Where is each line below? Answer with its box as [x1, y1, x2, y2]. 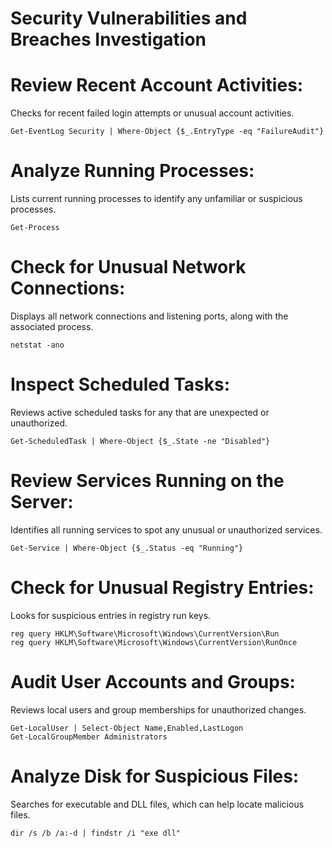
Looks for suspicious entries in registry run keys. [10, 609, 212, 621]
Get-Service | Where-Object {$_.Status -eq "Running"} [10, 543, 244, 553]
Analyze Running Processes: [10, 160, 255, 182]
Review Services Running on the [10, 470, 285, 492]
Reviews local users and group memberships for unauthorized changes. [10, 703, 307, 716]
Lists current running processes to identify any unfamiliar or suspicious [10, 193, 303, 205]
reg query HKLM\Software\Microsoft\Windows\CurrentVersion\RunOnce [10, 637, 298, 647]
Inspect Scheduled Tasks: [10, 373, 231, 396]
